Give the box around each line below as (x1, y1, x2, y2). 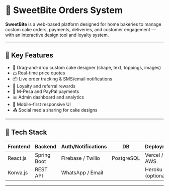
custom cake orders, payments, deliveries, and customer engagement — (5, 26, 156, 32)
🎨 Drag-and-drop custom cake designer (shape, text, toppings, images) (12, 64, 161, 70)
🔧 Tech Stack (5, 128, 47, 137)
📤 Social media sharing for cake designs (12, 107, 98, 113)
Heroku (145, 166, 162, 173)
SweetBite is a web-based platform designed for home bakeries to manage (5, 21, 162, 27)
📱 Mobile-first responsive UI (12, 101, 71, 107)
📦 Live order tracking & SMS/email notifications (12, 75, 112, 82)
